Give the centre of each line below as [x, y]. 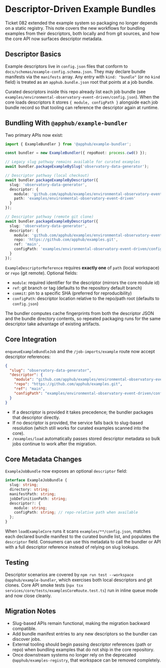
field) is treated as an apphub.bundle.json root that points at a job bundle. [80, 82]
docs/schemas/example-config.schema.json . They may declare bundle [75, 71]
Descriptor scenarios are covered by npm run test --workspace [69, 574]
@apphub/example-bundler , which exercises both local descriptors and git [79, 580]
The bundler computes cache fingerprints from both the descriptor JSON [80, 313]
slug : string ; [24, 485]
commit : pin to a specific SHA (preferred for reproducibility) [72, 293]
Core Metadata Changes [43, 459]
